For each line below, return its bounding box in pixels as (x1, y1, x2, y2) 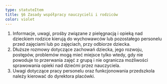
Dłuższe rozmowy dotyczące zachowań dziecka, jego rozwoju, (12, 46, 143, 53)
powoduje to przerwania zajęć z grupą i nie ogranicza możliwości (12, 57, 148, 63)
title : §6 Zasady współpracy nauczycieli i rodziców (5, 12, 118, 17)
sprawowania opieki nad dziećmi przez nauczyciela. (12, 62, 121, 68)
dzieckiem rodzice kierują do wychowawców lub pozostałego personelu (12, 36, 162, 42)
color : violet (5, 17, 35, 22)
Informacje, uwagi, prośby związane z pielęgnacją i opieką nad (12, 31, 143, 37)
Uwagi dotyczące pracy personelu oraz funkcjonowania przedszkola (12, 68, 155, 74)
